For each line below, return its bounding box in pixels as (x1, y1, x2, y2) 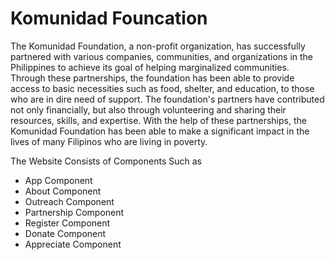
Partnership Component (24, 206, 125, 218)
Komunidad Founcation (10, 7, 208, 30)
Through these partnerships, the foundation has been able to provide (10, 72, 295, 84)
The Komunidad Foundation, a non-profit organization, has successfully (10, 40, 306, 52)
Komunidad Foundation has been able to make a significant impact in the (10, 125, 310, 137)
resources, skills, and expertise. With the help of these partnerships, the (10, 114, 307, 126)
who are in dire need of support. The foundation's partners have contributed (10, 93, 325, 105)
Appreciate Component (24, 238, 122, 250)
